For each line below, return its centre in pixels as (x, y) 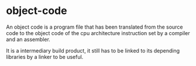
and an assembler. (28, 39)
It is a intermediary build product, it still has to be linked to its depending (93, 50)
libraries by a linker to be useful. (45, 57)
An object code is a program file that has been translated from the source (94, 27)
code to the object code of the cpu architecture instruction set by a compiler (98, 33)
